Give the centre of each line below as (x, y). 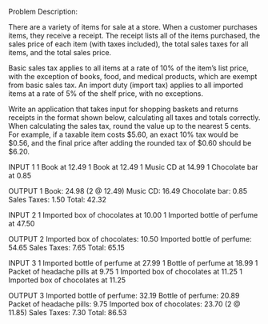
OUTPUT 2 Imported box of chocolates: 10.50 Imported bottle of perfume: (130, 239)
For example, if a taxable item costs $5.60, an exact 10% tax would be (123, 134)
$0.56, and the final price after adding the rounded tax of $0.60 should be (130, 143)
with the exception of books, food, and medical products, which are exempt (133, 76)
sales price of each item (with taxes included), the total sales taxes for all (128, 44)
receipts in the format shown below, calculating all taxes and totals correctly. (134, 118)
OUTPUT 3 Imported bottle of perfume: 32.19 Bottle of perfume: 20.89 (124, 296)
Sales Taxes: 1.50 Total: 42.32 (57, 200)
